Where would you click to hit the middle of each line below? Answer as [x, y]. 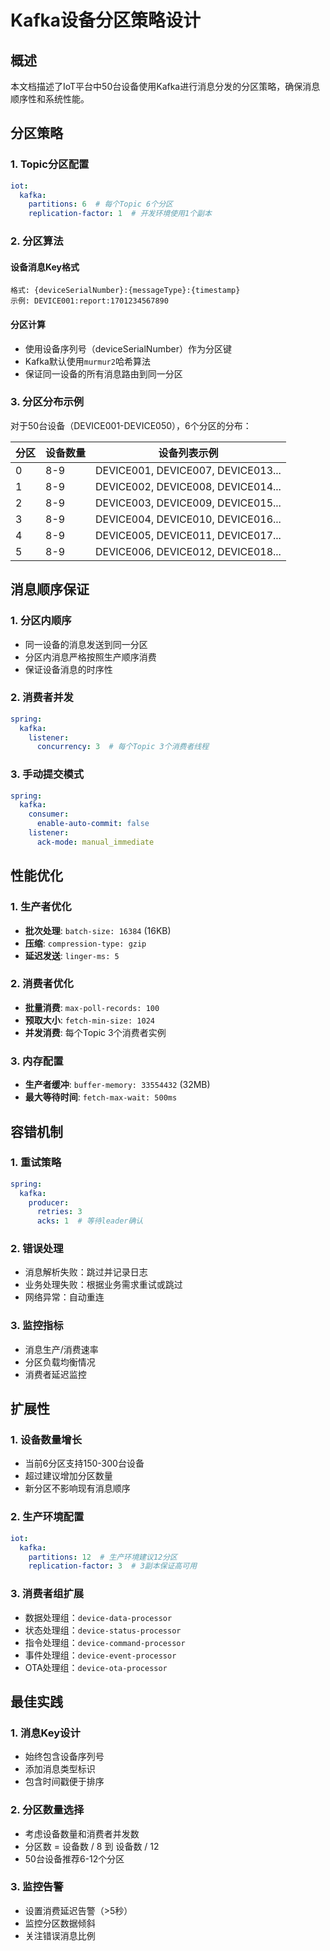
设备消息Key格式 [45, 267]
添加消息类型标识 [60, 1769]
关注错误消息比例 [60, 1935]
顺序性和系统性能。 [50, 99]
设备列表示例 [188, 453]
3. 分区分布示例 [47, 402]
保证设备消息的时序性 [68, 669]
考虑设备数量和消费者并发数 [82, 1833]
